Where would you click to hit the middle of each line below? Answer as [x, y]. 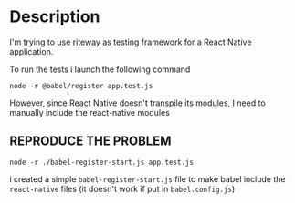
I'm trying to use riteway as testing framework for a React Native [131, 42]
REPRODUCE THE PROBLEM [90, 142]
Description [55, 17]
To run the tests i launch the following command [100, 69]
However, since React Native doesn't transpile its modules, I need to [138, 103]
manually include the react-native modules [90, 112]
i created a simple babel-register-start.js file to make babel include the [147, 178]
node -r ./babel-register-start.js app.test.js [102, 162]
